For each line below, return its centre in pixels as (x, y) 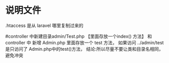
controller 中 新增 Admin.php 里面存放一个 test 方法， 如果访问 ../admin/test (84, 42)
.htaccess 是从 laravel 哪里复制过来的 (44, 25)
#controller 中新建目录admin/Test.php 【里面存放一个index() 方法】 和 (79, 36)
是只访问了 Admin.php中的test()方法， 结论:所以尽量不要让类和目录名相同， (84, 49)
